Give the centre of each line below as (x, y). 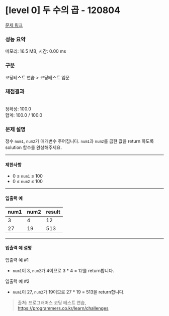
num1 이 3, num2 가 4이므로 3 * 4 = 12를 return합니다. (63, 270)
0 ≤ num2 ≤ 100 (27, 182)
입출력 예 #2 (17, 281)
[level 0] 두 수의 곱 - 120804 (63, 10)
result (53, 212)
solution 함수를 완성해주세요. (33, 147)
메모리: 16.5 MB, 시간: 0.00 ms (36, 51)
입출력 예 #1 (17, 260)
